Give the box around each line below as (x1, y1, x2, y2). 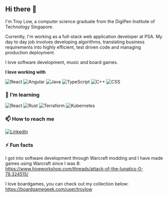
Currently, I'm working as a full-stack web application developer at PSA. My (5, 33, 162, 39)
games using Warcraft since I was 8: (5, 160, 81, 166)
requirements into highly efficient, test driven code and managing (5, 44, 141, 50)
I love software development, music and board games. (5, 59, 119, 65)
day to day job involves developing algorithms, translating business (5, 39, 145, 45)
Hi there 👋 (5, 5, 37, 14)
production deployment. (5, 49, 55, 55)
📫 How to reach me (5, 116, 54, 123)
